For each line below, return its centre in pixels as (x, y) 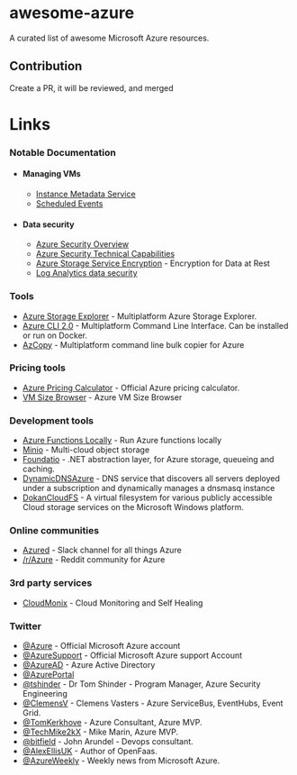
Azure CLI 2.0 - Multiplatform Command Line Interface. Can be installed (155, 325)
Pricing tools (37, 368)
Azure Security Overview (82, 244)
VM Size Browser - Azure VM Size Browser (102, 397)
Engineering (45, 694)
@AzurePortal (48, 675)
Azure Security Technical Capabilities (105, 254)
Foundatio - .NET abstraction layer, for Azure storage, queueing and (148, 460)
